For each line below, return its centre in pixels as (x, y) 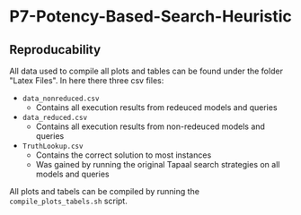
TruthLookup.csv (53, 146)
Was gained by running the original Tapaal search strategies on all (158, 164)
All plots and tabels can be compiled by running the (105, 191)
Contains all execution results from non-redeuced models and (150, 126)
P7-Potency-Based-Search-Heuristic (150, 17)
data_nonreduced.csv (61, 99)
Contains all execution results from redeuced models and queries (156, 107)
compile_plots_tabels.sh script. (68, 201)
